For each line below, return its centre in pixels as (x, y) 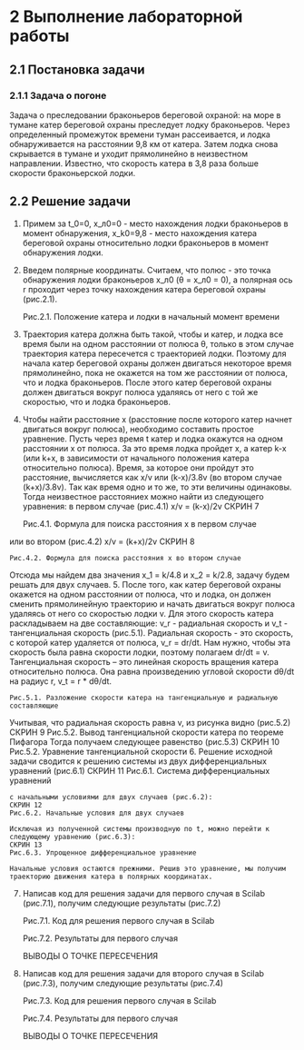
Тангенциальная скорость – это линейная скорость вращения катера (144, 661)
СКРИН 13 (26, 845)
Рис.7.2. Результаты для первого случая (100, 938)
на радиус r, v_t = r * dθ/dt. (60, 681)
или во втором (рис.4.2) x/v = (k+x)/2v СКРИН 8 (102, 541)
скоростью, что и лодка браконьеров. (96, 401)
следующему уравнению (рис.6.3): (73, 837)
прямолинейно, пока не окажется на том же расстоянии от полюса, (155, 372)
